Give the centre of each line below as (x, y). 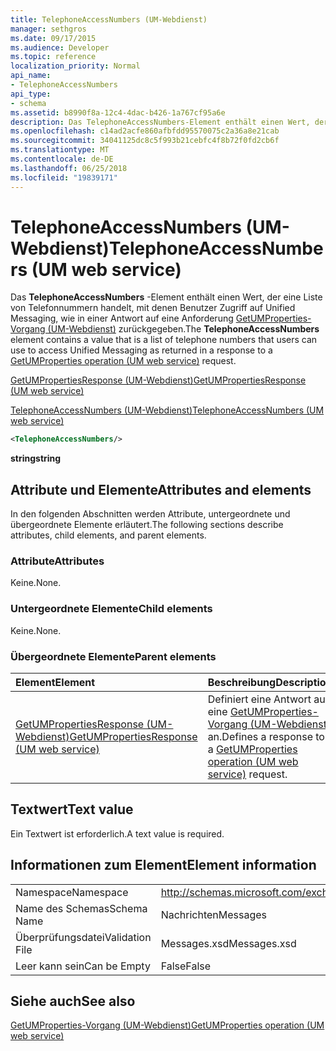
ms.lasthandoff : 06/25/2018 (69, 168)
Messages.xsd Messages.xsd (228, 943)
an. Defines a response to (266, 737)
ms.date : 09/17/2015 (53, 38)
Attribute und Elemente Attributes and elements (161, 489)
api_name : (31, 76)
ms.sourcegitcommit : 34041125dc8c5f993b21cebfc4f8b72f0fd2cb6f (145, 141)
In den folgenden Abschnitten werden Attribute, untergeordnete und (150, 514)
